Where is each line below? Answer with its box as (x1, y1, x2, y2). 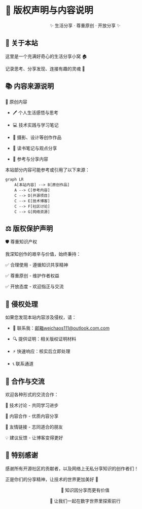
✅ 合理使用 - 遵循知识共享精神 (5, 262, 68, 268)
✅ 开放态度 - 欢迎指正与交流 (5, 283, 64, 290)
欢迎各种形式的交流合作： (5, 392, 59, 397)
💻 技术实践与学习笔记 (12, 122, 59, 128)
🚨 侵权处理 (5, 300, 38, 308)
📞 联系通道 (12, 361, 34, 367)
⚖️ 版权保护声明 (5, 224, 53, 233)
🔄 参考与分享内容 (12, 156, 48, 162)
